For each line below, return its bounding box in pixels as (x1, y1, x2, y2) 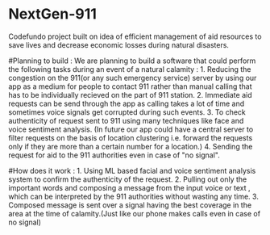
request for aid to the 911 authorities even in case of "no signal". (8, 150, 220, 160)
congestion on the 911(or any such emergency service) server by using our (8, 73, 257, 82)
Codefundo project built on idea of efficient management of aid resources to (8, 31, 262, 41)
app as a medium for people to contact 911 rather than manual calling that (8, 82, 252, 91)
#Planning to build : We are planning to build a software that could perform (8, 56, 256, 65)
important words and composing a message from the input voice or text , (8, 183, 251, 192)
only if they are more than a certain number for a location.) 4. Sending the (8, 141, 253, 151)
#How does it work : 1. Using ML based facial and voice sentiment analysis (8, 166, 256, 175)
